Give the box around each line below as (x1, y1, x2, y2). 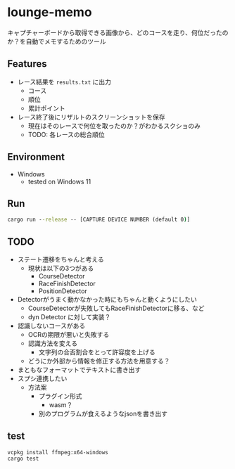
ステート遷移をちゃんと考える (17, 255, 104, 264)
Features (7, 58, 47, 70)
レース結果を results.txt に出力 (17, 77, 111, 86)
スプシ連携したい (17, 374, 68, 383)
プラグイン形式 (38, 392, 82, 401)
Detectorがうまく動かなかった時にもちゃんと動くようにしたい (17, 295, 197, 304)
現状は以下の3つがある (27, 264, 94, 273)
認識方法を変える (27, 339, 78, 348)
